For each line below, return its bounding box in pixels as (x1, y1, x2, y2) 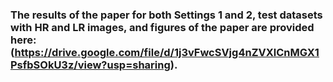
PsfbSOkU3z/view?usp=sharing (10, 58, 171, 72)
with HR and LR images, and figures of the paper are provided (10, 20, 315, 34)
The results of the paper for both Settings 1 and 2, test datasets (10, 8, 323, 22)
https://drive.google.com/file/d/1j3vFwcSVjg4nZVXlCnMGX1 (14, 45, 320, 59)
